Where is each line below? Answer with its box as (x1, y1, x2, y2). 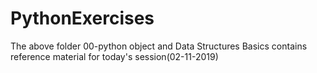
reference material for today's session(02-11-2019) (10, 50, 219, 62)
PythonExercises (10, 7, 155, 30)
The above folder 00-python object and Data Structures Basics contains (10, 40, 308, 52)
